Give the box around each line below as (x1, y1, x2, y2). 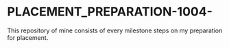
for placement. (7, 33, 49, 41)
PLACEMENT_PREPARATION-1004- (7, 4, 213, 20)
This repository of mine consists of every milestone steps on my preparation (7, 26, 223, 34)
